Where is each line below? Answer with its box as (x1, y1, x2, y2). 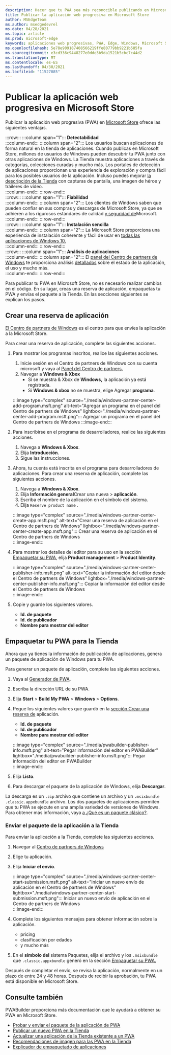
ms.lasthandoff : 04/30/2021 (5, 64, 65, 70)
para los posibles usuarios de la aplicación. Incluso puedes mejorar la (5, 172, 151, 178)
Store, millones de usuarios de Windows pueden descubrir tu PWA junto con (5, 150, 165, 156)
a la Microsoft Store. (5, 330, 48, 336)
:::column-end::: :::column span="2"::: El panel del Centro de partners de (5, 254, 158, 260)
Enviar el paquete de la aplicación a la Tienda (5, 822, 119, 829)
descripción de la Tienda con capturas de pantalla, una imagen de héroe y (5, 177, 161, 184)
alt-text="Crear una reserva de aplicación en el (59, 517, 158, 523)
